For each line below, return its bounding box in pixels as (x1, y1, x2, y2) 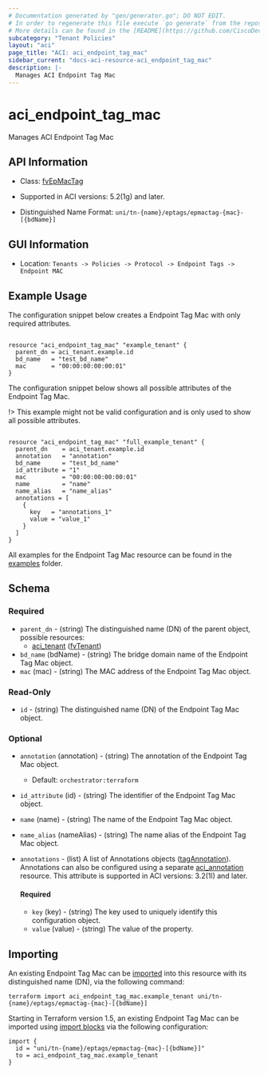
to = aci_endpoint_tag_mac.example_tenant (15, 1052, 159, 1060)
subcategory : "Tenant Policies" (8, 34, 116, 42)
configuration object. (31, 916, 101, 925)
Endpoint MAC (19, 267, 64, 276)
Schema (8, 581, 50, 596)
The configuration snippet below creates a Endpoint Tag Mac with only (8, 310, 241, 320)
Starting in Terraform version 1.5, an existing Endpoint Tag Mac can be (8, 1013, 239, 1024)
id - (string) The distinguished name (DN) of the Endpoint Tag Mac (19, 705, 239, 714)
